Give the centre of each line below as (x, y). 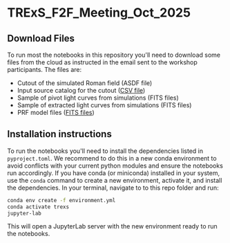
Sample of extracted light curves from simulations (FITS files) (104, 105)
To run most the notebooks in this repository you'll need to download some (114, 55)
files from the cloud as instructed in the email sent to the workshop (103, 62)
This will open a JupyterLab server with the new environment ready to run (112, 226)
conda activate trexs (38, 207)
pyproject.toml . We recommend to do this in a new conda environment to (112, 158)
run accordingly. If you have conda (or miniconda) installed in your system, (113, 173)
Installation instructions (59, 134)
